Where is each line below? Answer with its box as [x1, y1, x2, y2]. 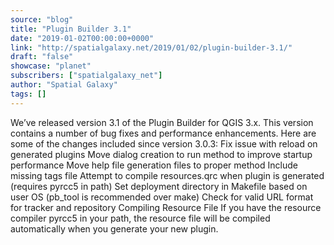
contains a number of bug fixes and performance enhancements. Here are [10, 127, 317, 139]
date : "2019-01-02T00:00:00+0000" [10, 33, 155, 43]
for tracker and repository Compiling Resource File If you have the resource [10, 201, 322, 213]
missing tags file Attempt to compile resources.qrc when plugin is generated [10, 169, 325, 181]
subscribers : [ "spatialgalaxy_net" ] [10, 71, 163, 81]
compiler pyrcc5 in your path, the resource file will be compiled [10, 212, 271, 224]
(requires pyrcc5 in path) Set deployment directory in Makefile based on [10, 180, 308, 192]
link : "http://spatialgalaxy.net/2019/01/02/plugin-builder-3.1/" [10, 42, 293, 53]
